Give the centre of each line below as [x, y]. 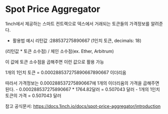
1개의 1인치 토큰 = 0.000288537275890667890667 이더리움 [66, 72]
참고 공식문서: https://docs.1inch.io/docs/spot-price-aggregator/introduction [83, 106]
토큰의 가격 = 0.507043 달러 [33, 95]
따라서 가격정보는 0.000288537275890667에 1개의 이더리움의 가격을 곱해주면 [82, 83]
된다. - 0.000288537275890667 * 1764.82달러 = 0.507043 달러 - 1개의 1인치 [83, 89]
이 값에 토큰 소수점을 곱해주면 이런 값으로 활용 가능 [55, 61]
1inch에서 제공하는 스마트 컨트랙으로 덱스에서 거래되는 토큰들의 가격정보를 [77, 23]
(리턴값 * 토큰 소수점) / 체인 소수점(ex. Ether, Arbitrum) [60, 51]
